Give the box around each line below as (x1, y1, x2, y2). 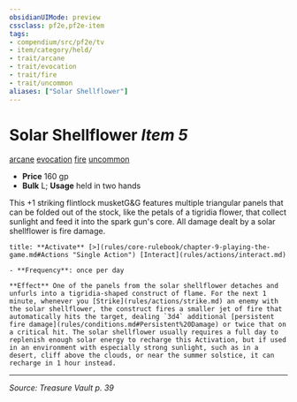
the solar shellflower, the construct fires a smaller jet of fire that (9, 305, 283, 314)
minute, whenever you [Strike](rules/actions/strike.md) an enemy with (9, 297, 278, 306)
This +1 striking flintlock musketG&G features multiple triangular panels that (9, 198, 285, 209)
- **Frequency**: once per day (9, 266, 125, 275)
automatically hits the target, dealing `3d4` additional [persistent (9, 313, 275, 322)
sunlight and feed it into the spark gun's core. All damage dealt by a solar (9, 216, 276, 227)
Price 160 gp (21, 171, 69, 182)
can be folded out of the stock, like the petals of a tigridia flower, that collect (9, 207, 287, 217)
